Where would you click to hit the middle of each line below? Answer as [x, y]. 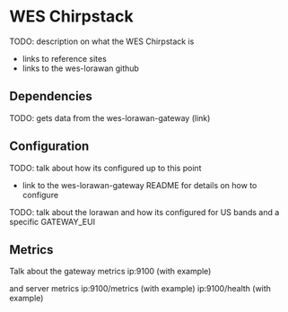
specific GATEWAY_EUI [52, 221]
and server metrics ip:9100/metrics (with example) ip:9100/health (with [140, 289]
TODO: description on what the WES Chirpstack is [102, 41]
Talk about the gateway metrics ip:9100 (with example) [110, 272]
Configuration [49, 147]
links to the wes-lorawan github [80, 68]
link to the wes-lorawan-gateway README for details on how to [140, 185]
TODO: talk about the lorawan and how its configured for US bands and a [144, 212]
